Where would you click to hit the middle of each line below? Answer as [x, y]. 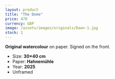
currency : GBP [20, 23]
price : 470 [16, 19]
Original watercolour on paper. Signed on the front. [58, 47]
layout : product [22, 10]
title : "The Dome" [24, 14]
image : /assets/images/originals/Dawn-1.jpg [52, 28]
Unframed [22, 72]
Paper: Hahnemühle [33, 61]
